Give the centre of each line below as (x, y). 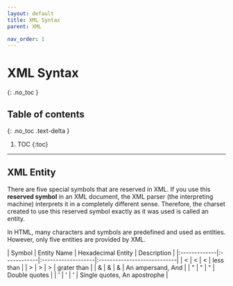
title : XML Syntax (34, 20)
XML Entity (32, 173)
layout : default (31, 14)
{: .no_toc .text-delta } (38, 131)
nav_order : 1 (26, 39)
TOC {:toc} (33, 144)
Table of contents (46, 114)
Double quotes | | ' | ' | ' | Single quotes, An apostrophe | (88, 275)
